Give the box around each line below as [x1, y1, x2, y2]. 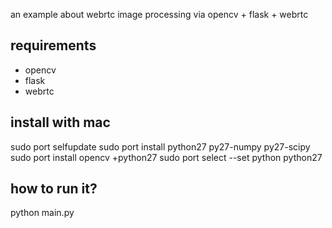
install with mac [10, 114, 111, 131]
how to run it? [10, 180, 98, 198]
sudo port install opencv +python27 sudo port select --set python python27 [10, 151, 323, 163]
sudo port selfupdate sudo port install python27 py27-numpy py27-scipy [10, 140, 311, 153]
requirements [10, 37, 97, 54]
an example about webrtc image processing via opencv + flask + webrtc [10, 9, 309, 20]
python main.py [10, 207, 75, 219]
